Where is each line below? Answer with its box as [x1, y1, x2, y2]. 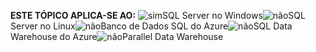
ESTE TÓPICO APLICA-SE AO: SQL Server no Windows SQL [10, 10, 306, 21]
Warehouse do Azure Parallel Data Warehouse [10, 31, 224, 42]
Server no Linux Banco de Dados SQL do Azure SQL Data [10, 20, 293, 32]
